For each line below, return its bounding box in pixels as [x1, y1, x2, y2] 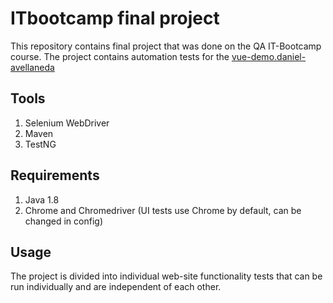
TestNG [24, 138, 57, 150]
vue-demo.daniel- [231, 50, 307, 62]
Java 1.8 [24, 193, 60, 206]
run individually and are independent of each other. [10, 281, 222, 293]
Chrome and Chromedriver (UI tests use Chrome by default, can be [24, 204, 302, 216]
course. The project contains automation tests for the [10, 50, 230, 62]
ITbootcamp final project [10, 7, 220, 30]
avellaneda [10, 61, 55, 73]
